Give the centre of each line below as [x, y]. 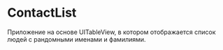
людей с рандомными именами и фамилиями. [77, 39]
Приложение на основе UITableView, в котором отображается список [111, 32]
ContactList [42, 13]
